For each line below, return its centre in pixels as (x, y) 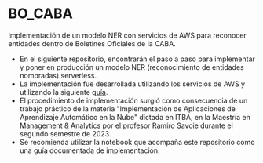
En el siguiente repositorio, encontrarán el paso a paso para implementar (137, 59)
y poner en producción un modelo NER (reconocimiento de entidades (132, 67)
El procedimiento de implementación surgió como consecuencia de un (133, 100)
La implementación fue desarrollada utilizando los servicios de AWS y (132, 84)
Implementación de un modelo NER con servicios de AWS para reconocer (128, 35)
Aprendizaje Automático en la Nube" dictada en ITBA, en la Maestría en (135, 117)
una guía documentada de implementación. (89, 150)
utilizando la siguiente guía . (64, 92)
